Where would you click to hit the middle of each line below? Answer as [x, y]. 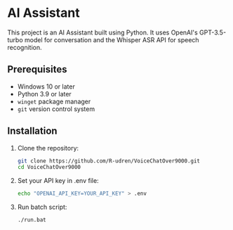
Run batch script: [42, 207]
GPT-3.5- [213, 32]
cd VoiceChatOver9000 [49, 167]
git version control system [56, 109]
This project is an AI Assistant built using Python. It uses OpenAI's [102, 32]
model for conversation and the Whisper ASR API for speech [112, 39]
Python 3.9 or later [44, 94]
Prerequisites [37, 69]
